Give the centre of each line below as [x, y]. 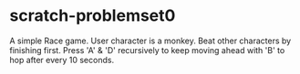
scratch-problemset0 [93, 16]
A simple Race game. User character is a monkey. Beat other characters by [150, 41]
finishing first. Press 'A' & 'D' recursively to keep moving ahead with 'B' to [147, 50]
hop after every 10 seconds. [62, 60]
